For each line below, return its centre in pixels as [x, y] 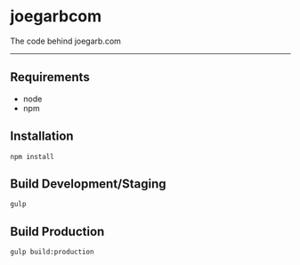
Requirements [50, 77]
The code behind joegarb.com [65, 41]
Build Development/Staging [89, 184]
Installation [42, 137]
